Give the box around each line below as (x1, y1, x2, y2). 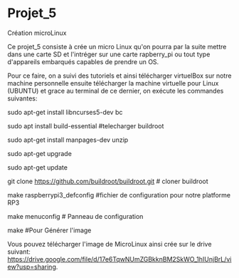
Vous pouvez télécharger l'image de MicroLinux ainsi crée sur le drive (7, 240, 212, 248)
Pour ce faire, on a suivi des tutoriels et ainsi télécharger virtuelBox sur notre (7, 71, 232, 80)
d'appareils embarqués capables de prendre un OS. (7, 57, 159, 66)
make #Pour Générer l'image (7, 226, 92, 235)
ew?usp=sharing (7, 262, 57, 271)
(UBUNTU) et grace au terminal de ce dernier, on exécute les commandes (7, 86, 224, 95)
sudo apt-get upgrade (7, 149, 73, 158)
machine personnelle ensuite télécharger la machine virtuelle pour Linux (7, 78, 219, 87)
